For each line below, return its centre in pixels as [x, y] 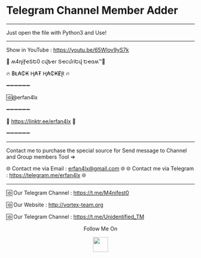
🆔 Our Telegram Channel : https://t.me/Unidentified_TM [75, 217]
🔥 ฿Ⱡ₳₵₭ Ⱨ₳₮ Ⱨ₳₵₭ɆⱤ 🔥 [38, 73]
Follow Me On [100, 229]
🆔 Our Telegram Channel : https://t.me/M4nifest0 [68, 193]
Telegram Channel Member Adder [92, 10]
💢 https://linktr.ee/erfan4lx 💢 [41, 121]
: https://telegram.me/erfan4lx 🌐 [46, 175]
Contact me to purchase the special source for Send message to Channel [97, 150]
